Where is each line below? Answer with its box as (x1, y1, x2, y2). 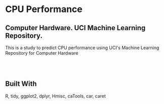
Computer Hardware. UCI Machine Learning (5, 24, 146, 32)
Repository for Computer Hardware (5, 50, 79, 56)
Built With (5, 79, 37, 88)
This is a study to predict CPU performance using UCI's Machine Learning (5, 45, 159, 51)
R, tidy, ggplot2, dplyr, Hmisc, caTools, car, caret (5, 93, 106, 99)
